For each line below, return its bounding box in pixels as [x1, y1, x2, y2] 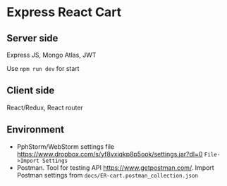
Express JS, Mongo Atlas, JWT [6, 51, 97, 59]
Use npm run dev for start [6, 65, 80, 72]
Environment [6, 124, 65, 135]
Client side [6, 85, 55, 97]
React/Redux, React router [6, 103, 84, 112]
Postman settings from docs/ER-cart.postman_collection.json [16, 171, 199, 179]
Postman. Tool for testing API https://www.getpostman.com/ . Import [16, 163, 214, 172]
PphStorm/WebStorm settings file [16, 142, 114, 151]
